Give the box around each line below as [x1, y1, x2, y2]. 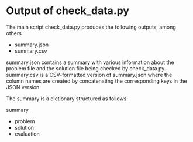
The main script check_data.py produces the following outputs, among [6, 23, 177, 31]
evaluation [14, 130, 40, 137]
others [6, 29, 22, 36]
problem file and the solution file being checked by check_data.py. [6, 65, 166, 72]
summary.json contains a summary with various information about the [6, 59, 174, 66]
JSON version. [6, 83, 41, 90]
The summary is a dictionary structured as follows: [6, 95, 129, 102]
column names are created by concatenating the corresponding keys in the [6, 77, 187, 84]
